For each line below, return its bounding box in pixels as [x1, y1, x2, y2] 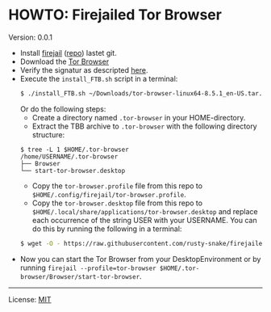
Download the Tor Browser [19, 57, 110, 66]
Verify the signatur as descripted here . [19, 65, 148, 74]
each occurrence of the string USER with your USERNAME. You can [31, 215, 257, 225]
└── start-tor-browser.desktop [19, 167, 126, 175]
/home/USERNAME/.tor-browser [19, 152, 119, 161]
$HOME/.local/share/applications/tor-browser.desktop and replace [31, 206, 258, 216]
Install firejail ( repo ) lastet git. [19, 48, 117, 57]
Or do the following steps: [19, 103, 106, 114]
